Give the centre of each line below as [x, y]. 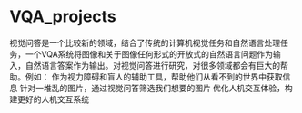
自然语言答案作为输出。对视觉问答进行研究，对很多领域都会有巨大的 [152, 65]
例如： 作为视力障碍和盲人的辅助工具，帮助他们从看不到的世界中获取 [154, 76]
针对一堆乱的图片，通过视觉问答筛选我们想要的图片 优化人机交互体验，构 [156, 88]
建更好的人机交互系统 [49, 99]
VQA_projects [63, 17]
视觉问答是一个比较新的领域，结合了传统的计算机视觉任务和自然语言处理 [145, 42]
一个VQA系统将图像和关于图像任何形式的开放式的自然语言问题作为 [149, 54]
